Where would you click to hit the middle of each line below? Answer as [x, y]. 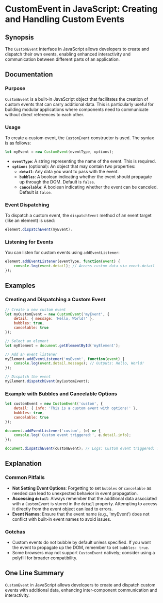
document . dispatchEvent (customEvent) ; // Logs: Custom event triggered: [80, 449]
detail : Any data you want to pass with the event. [69, 171]
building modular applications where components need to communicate [77, 109]
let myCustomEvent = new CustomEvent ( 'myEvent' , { [57, 314]
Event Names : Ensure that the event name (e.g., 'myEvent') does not [81, 514]
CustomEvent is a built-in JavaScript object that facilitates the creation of [77, 99]
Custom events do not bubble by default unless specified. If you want [81, 542]
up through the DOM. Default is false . [57, 182]
